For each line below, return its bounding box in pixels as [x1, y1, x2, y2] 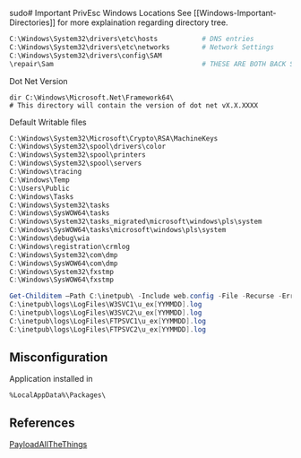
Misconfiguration [9, 350, 108, 366]
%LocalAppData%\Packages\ [9, 391, 106, 400]
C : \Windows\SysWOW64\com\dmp [9, 259, 118, 268]
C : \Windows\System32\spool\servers [9, 159, 142, 169]
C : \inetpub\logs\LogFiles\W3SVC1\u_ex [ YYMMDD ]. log [9, 300, 202, 309]
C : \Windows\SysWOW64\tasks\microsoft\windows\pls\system [9, 226, 227, 235]
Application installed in [9, 374, 93, 385]
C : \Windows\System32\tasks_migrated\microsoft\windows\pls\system [9, 217, 262, 227]
